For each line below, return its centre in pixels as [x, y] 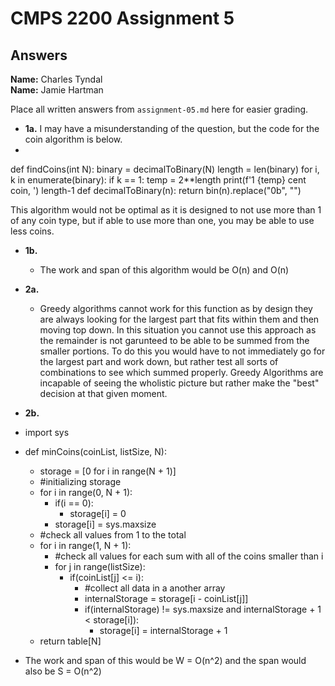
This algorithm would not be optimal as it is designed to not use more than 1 [166, 210]
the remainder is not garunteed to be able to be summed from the [174, 340]
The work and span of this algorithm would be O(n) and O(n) [164, 270]
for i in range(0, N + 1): [86, 492]
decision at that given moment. [103, 393]
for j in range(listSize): [100, 566]
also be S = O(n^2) [63, 671]
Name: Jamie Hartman [57, 90]
